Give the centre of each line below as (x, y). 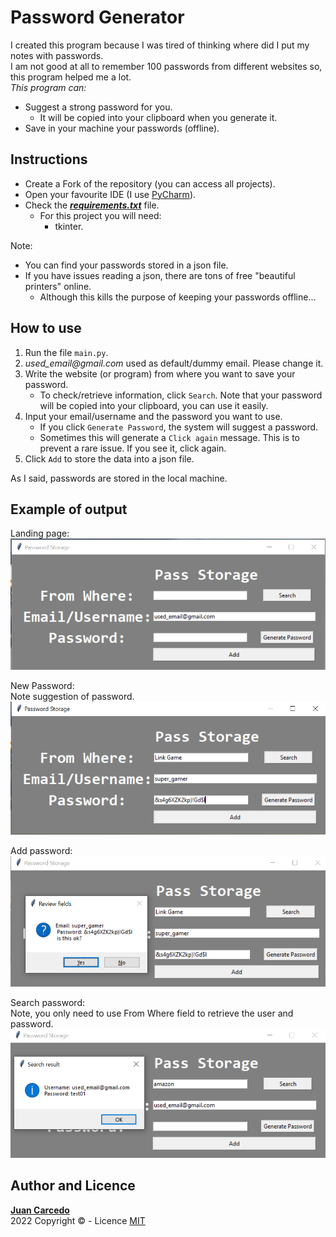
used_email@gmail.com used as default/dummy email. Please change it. (174, 363)
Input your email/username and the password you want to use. (153, 416)
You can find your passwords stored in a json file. (126, 265)
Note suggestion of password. (72, 697)
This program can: (48, 87)
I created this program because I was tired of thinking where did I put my (160, 45)
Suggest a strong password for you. (98, 107)
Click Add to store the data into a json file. (109, 458)
